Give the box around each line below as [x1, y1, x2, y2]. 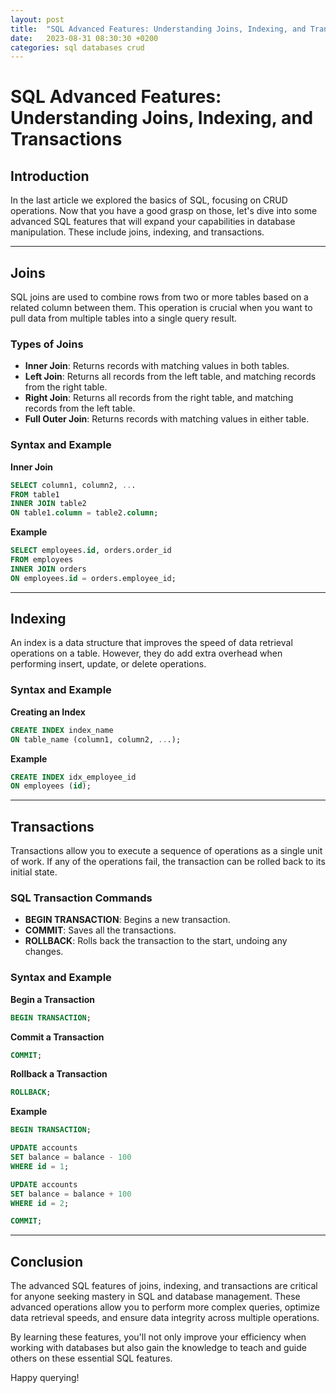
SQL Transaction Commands [10, 891, 153, 905]
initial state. [10, 866, 58, 878]
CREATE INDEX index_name [10, 725, 114, 735]
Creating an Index [10, 706, 86, 718]
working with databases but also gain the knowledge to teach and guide [10, 1342, 307, 1354]
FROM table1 [10, 489, 60, 500]
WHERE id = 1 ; [10, 1161, 70, 1171]
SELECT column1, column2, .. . [10, 480, 137, 490]
